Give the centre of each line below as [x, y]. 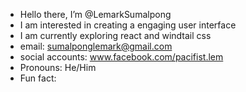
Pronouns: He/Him [58, 67]
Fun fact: [38, 78]
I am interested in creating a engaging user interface [128, 25]
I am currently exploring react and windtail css [115, 35]
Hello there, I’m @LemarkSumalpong [95, 14]
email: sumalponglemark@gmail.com [96, 46]
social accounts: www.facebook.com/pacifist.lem [121, 57]
